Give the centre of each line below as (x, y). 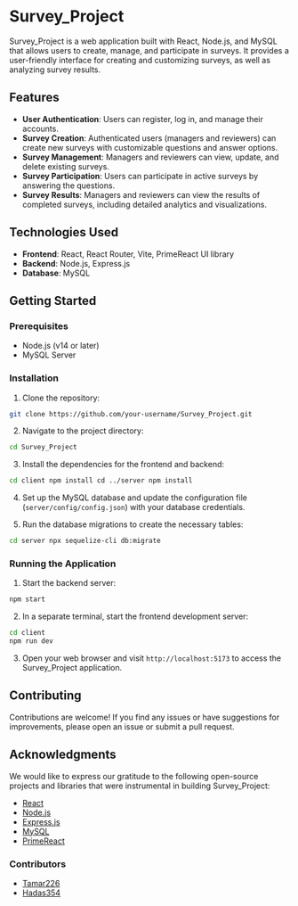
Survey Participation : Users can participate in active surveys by (140, 176)
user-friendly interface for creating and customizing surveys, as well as (140, 60)
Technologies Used (64, 232)
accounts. (40, 128)
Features (34, 98)
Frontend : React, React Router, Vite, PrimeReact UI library (128, 254)
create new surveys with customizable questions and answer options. (150, 147)
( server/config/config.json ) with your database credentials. (133, 507)
